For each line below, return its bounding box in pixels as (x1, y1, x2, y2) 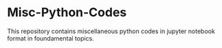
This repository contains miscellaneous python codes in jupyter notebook (7, 27, 215, 35)
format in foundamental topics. (7, 34, 94, 42)
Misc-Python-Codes (7, 5, 127, 20)
